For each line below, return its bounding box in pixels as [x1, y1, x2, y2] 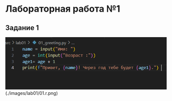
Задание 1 [5, 23, 39, 32]
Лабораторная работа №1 [5, 3, 120, 15]
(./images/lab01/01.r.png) [5, 90, 58, 96]
